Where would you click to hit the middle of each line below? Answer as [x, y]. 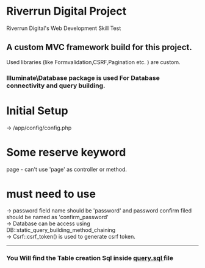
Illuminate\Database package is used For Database [83, 78]
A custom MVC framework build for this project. [99, 47]
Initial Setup [37, 110]
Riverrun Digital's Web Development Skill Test [64, 28]
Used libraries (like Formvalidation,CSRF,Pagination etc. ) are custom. [94, 62]
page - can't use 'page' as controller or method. [67, 169]
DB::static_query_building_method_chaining [61, 230]
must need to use [51, 194]
